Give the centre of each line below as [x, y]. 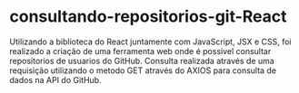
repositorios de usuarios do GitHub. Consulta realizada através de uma [142, 60]
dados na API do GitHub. [55, 79]
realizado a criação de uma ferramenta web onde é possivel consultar [140, 51]
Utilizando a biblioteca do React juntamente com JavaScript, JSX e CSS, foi [151, 42]
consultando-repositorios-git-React [149, 17]
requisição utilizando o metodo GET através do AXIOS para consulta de [143, 70]
